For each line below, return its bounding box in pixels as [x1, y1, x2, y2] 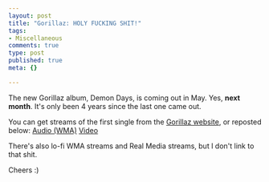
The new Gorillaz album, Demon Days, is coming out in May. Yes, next [8, 93, 241, 103]
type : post [8, 49, 45, 57]
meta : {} [8, 64, 38, 72]
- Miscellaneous [8, 34, 63, 42]
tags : [8, 26, 26, 34]
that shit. [8, 149, 38, 159]
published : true [8, 57, 63, 65]
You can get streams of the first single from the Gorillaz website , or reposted [8, 117, 262, 127]
